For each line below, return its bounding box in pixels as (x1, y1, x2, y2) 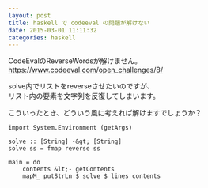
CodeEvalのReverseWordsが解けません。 (8, 56, 142, 66)
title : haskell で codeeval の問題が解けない (8, 19, 150, 27)
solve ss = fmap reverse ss (8, 145, 101, 152)
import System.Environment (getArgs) (8, 124, 133, 132)
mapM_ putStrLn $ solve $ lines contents (22, 172, 161, 180)
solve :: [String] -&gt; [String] (8, 137, 123, 146)
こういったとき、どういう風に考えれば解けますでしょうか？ (8, 108, 202, 118)
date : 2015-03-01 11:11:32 (8, 26, 97, 34)
